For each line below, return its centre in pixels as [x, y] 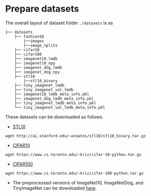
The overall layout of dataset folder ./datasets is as [59, 23]
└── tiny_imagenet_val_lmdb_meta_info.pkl [60, 107]
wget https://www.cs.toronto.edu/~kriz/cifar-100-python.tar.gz [74, 173]
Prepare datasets [42, 9]
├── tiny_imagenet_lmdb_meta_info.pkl [55, 103]
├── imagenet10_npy [35, 63]
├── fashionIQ [29, 36]
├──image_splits [41, 45]
